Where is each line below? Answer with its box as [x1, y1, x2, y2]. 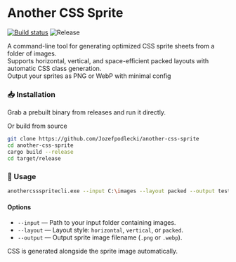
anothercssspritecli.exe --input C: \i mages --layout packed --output [7, 188, 216, 195]
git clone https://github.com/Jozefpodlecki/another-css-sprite [7, 136, 199, 143]
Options [7, 202, 32, 211]
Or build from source [7, 122, 68, 131]
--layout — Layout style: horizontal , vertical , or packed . [17, 226, 184, 235]
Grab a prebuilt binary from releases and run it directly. [7, 108, 166, 117]
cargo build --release [7, 148, 74, 155]
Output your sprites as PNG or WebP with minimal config [7, 72, 171, 80]
